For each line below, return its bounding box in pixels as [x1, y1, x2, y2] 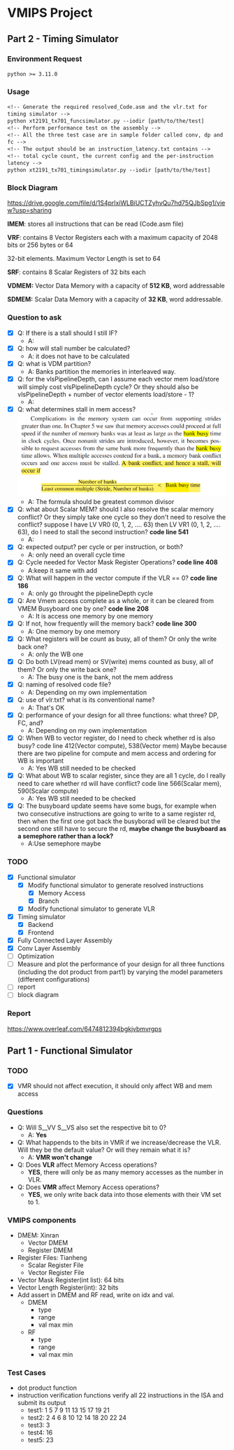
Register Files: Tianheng [17, 1254, 87, 1262]
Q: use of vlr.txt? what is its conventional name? [17, 696, 155, 704]
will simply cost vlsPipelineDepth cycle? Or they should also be [17, 383, 199, 391]
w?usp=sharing [7, 206, 52, 215]
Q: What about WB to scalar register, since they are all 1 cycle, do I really [17, 771, 226, 780]
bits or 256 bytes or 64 [7, 240, 73, 250]
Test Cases [7, 1367, 47, 1377]
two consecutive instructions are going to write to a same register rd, [17, 810, 217, 818]
